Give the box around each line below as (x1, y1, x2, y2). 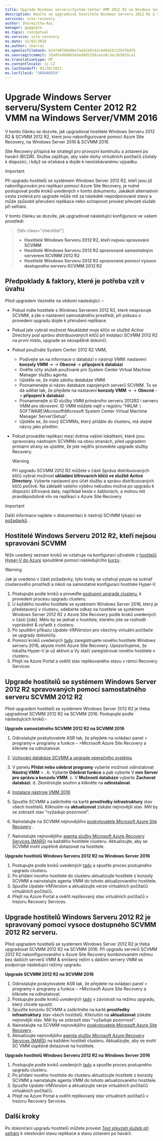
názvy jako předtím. (19, 423, 59, 429)
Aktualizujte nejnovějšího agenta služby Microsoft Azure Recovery (12, 1033, 145, 1039)
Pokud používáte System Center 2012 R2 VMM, (12, 347, 107, 353)
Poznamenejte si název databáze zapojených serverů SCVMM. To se (19, 382, 157, 388)
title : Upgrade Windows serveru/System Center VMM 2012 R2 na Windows (5, 7, 151, 12)
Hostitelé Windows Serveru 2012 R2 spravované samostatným (24, 247, 153, 253)
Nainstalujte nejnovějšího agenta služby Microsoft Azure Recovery (12, 833, 145, 839)
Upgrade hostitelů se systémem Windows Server (5, 678, 157, 686)
